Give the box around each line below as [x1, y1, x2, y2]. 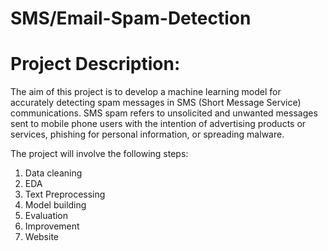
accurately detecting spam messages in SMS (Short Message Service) [10, 97, 302, 109]
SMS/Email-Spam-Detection [10, 7, 252, 30]
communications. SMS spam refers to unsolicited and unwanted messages [10, 107, 318, 119]
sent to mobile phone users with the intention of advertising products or [10, 118, 307, 130]
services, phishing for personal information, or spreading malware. [10, 128, 285, 141]
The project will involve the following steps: [10, 148, 189, 160]
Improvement [24, 220, 80, 232]
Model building [24, 199, 87, 211]
